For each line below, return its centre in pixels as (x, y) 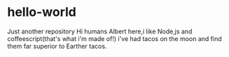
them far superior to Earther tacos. (57, 46)
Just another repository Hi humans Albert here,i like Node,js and (100, 31)
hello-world (42, 12)
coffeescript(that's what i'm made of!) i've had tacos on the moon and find (114, 38)
